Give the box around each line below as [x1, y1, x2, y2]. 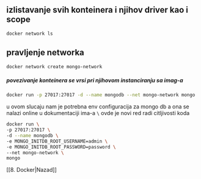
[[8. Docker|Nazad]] [6, 166, 57, 174]
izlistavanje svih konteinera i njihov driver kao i [6, 5, 188, 15]
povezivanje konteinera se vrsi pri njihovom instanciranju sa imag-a [6, 76, 183, 84]
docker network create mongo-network [6, 63, 103, 69]
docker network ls [6, 30, 53, 37]
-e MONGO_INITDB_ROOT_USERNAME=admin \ [6, 138, 108, 144]
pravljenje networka [6, 47, 84, 58]
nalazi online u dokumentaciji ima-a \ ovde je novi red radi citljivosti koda [6, 110, 190, 117]
